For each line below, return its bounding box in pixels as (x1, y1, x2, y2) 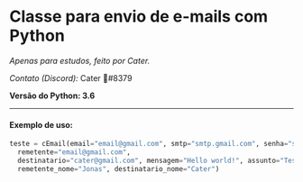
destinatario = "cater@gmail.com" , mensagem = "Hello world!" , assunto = (17, 156, 280, 165)
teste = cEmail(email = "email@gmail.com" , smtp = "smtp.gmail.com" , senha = (9, 140, 289, 149)
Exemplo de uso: (9, 119, 74, 130)
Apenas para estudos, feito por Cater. (9, 55, 151, 66)
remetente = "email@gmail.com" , (17, 148, 131, 157)
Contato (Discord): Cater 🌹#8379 (9, 72, 133, 83)
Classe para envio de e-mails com (9, 6, 269, 27)
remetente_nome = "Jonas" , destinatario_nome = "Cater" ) (17, 164, 220, 173)
